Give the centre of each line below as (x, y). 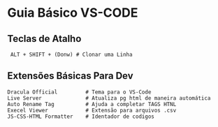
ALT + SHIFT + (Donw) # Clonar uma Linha (71, 54)
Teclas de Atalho (44, 39)
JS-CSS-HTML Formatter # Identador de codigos (81, 117)
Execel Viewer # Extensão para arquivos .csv (92, 110)
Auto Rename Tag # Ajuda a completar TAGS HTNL (92, 104)
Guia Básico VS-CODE (73, 13)
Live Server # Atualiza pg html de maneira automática (109, 98)
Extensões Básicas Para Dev (71, 76)
